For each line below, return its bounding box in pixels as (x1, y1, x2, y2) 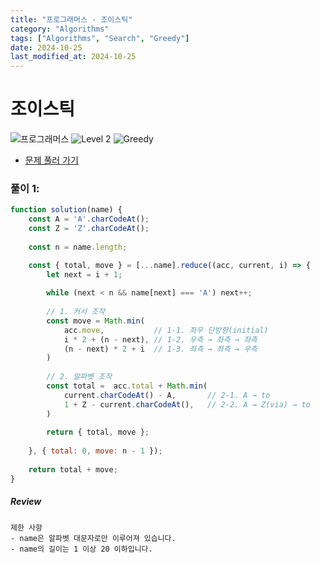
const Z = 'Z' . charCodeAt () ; (28, 224, 150, 234)
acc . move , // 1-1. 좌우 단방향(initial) (63, 325, 269, 335)
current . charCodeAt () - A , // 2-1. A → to (63, 390, 271, 400)
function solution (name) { (10, 205, 123, 215)
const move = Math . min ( (46, 316, 145, 326)
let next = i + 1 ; (46, 269, 123, 280)
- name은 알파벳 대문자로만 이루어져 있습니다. (10, 533, 177, 543)
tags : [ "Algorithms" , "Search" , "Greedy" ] (10, 33, 190, 43)
